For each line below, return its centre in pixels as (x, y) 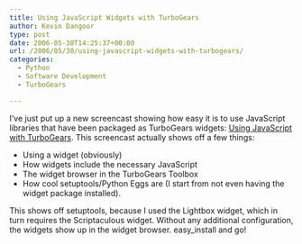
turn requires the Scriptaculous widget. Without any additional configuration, (151, 220)
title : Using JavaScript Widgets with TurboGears (105, 18)
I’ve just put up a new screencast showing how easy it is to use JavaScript (147, 118)
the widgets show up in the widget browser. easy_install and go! (128, 230)
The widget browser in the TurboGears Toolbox (110, 174)
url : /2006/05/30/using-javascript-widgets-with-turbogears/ (127, 51)
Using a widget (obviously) (72, 155)
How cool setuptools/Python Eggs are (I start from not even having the (153, 183)
